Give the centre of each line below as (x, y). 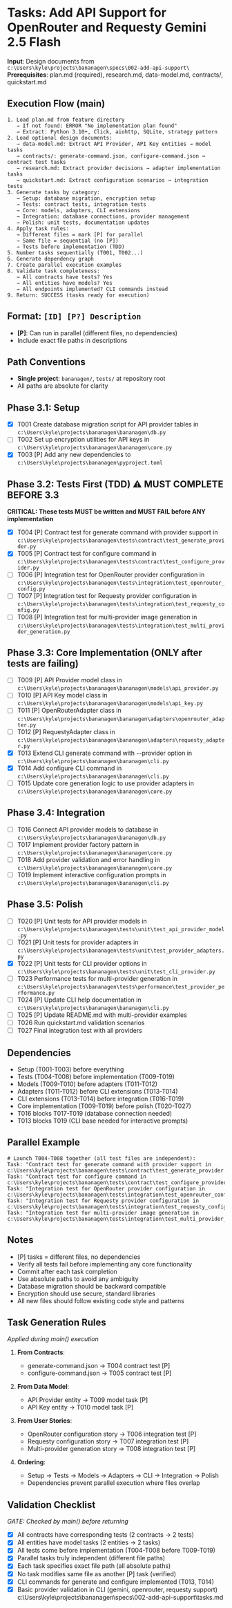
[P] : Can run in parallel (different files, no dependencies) (97, 333)
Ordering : (31, 1462)
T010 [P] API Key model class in (62, 695)
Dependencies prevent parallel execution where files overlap (114, 1483)
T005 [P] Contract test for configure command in (87, 554)
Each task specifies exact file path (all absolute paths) (94, 1566)
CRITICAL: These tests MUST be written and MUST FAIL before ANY (106, 512)
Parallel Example (44, 1142)
